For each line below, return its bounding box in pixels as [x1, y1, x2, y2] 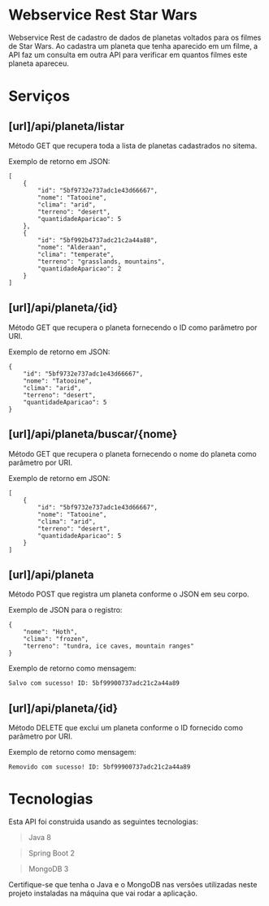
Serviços [8, 87, 71, 106]
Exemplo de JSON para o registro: [8, 605, 123, 615]
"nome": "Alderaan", [37, 243, 107, 251]
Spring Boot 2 [28, 848, 75, 858]
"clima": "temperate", [37, 250, 115, 258]
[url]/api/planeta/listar [8, 119, 124, 133]
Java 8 [28, 833, 51, 843]
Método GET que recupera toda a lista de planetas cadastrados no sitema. [8, 141, 258, 150]
